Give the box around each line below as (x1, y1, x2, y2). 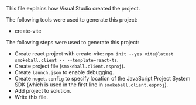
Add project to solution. (14, 87, 71, 94)
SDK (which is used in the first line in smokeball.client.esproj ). (14, 81, 169, 88)
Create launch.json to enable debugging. (14, 69, 114, 75)
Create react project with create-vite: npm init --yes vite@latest (14, 50, 174, 57)
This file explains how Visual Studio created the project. (6, 5, 140, 12)
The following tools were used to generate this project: (6, 16, 138, 23)
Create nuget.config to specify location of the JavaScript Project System (14, 75, 191, 82)
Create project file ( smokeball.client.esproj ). (14, 62, 125, 69)
